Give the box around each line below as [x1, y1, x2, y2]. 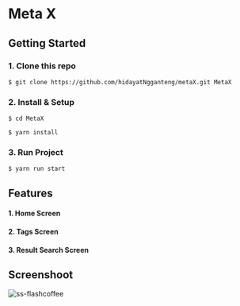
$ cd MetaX [8, 114, 44, 123]
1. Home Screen [8, 208, 61, 219]
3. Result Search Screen [8, 245, 90, 254]
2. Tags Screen [8, 227, 59, 237]
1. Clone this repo [8, 60, 77, 72]
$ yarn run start [8, 165, 66, 173]
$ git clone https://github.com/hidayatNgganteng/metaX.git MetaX [8, 78, 232, 86]
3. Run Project [8, 147, 63, 158]
